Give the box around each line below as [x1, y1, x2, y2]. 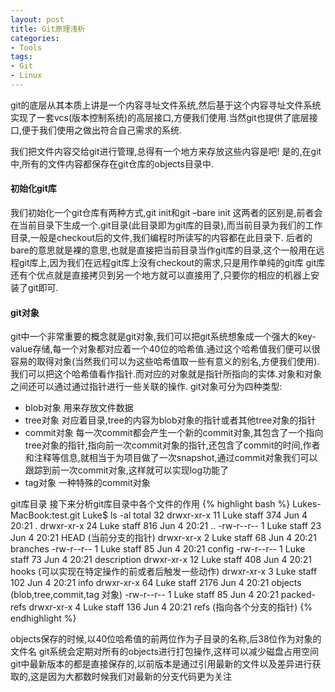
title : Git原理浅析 [10, 24, 86, 34]
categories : [10, 33, 60, 43]
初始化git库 [10, 182, 57, 195]
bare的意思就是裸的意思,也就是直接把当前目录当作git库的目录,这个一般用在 [10, 244, 317, 256]
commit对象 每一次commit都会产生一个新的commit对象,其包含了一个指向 [24, 427, 324, 439]
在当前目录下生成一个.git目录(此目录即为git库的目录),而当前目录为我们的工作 [10, 219, 323, 231]
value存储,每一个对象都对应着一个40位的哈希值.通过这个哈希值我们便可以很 [10, 343, 321, 355]
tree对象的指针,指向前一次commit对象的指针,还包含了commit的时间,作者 [24, 439, 321, 451]
